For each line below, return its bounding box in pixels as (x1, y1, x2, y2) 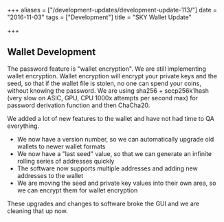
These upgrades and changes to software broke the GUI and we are (7, 199, 200, 208)
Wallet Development (7, 46, 96, 58)
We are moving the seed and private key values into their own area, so (16, 179, 216, 187)
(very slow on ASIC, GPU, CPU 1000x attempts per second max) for (7, 93, 198, 102)
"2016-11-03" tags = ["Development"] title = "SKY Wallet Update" (7, 13, 192, 21)
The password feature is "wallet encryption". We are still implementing (7, 65, 206, 73)
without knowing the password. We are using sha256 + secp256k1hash (7, 86, 210, 95)
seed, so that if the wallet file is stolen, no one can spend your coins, (7, 79, 201, 87)
